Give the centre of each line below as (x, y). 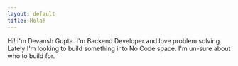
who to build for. (31, 56)
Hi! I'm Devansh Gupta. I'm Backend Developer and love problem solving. (114, 40)
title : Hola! (27, 21)
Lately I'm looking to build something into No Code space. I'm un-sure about (119, 48)
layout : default (31, 14)
